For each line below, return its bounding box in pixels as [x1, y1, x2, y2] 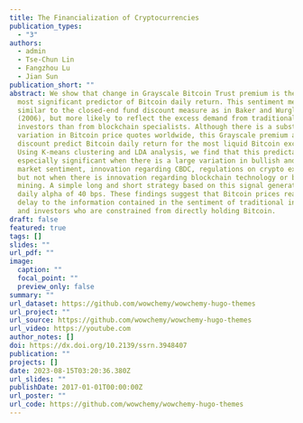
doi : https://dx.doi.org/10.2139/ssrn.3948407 [9, 341, 188, 350]
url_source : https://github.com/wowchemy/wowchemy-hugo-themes [9, 315, 252, 325]
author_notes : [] [9, 333, 75, 342]
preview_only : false [17, 282, 95, 291]
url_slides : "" [9, 374, 67, 384]
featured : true [9, 223, 67, 232]
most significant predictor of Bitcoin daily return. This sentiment [17, 97, 284, 107]
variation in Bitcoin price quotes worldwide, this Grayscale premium [17, 131, 289, 140]
